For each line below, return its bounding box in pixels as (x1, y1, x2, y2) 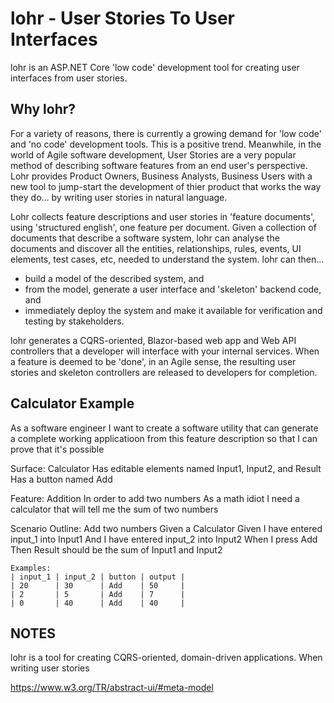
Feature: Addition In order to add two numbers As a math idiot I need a (10, 492, 300, 504)
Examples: (10, 563, 52, 573)
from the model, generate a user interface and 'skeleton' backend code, (24, 283, 322, 295)
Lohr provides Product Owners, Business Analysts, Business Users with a (10, 170, 313, 182)
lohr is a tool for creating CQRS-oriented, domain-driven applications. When (10, 652, 323, 664)
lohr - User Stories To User (10, 7, 235, 30)
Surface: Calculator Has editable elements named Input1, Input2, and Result (10, 462, 322, 474)
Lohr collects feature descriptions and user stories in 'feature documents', (10, 210, 316, 222)
